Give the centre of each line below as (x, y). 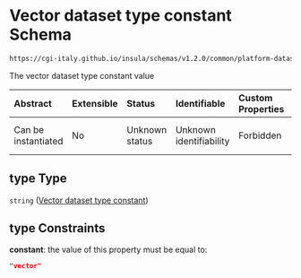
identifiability (202, 141)
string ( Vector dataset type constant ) (79, 200)
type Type (38, 179)
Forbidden (260, 135)
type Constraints (57, 228)
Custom (256, 98)
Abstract (33, 103)
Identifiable (200, 103)
